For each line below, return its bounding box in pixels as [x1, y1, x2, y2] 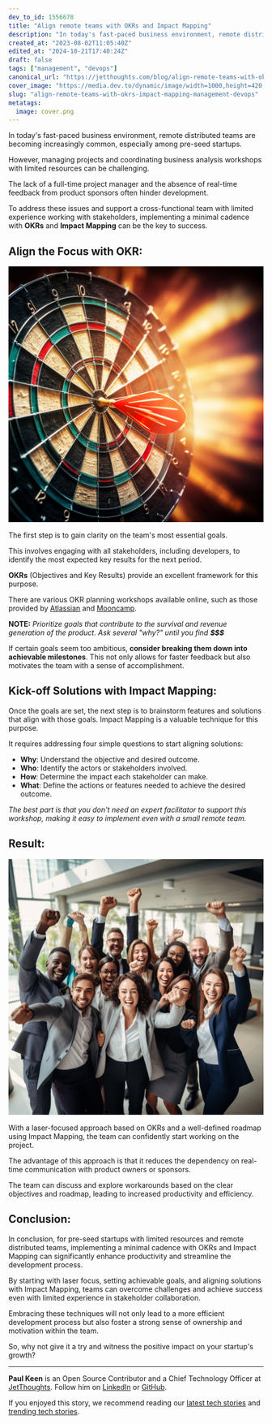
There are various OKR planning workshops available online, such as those [8, 595, 258, 605]
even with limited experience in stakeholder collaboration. [8, 1292, 201, 1302]
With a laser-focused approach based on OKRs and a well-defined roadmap [8, 1123, 261, 1133]
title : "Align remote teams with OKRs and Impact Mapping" [8, 21, 212, 30]
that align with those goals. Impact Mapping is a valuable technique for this [8, 714, 259, 724]
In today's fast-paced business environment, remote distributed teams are [8, 131, 257, 140]
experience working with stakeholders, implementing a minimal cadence [8, 212, 249, 222]
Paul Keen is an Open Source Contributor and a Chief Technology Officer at [8, 1373, 261, 1383]
